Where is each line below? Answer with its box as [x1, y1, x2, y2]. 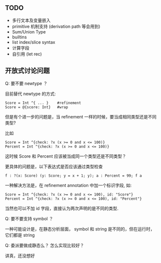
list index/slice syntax [12, 39, 56, 45]
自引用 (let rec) [12, 51, 42, 57]
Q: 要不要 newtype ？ [5, 80, 48, 86]
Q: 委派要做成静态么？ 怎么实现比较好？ [5, 242, 84, 248]
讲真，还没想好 [5, 252, 35, 259]
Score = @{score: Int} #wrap [5, 104, 68, 110]
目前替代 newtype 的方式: [5, 91, 56, 97]
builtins [12, 34, 27, 40]
